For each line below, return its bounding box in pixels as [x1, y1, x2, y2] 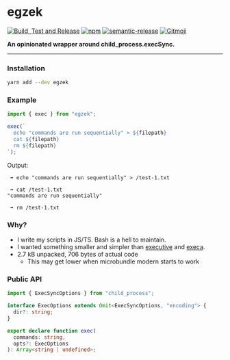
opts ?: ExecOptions [13, 340, 69, 347]
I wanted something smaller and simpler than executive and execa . [16, 242, 205, 250]
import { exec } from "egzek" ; [7, 111, 97, 118]
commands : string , [13, 333, 66, 341]
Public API [7, 274, 42, 284]
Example [7, 95, 37, 105]
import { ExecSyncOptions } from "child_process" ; [7, 290, 155, 297]
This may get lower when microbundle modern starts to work [27, 257, 200, 266]
